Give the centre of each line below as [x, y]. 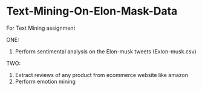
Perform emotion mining [45, 81]
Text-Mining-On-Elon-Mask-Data [92, 11]
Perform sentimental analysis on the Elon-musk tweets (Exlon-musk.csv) [106, 51]
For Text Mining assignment [41, 28]
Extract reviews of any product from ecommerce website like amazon [102, 75]
